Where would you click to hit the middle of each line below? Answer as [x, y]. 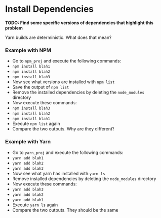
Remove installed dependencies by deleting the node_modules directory [84, 179]
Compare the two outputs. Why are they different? [63, 129]
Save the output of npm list [40, 87]
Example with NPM [28, 50]
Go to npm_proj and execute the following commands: [67, 61]
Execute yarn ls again [35, 205]
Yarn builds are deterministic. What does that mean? [59, 37]
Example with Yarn [28, 142]
